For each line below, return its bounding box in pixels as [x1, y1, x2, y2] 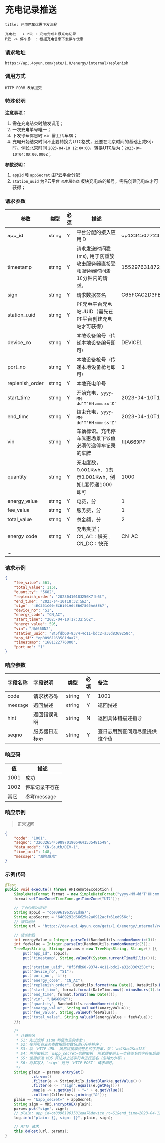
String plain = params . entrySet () [14, 1070, 84, 1075]
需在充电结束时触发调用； [12, 120, 64, 126]
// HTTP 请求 [14, 1124, 39, 1129]
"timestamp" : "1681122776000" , [14, 640, 78, 645]
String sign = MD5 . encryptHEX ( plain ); [14, 1102, 93, 1107]
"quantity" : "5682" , [14, 590, 56, 595]
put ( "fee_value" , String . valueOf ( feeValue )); [23, 1010, 118, 1015]
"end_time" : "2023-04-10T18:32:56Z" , [14, 599, 91, 604]
